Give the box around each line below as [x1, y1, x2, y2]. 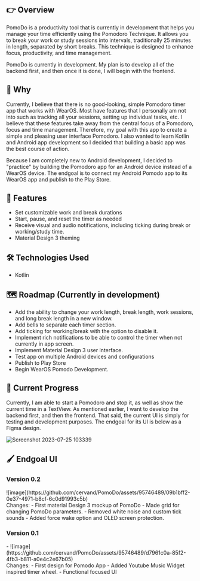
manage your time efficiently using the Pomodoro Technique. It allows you [6, 30, 189, 37]
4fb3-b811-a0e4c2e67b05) [6, 555, 73, 562]
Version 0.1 [6, 529, 39, 537]
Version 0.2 [6, 475, 41, 483]
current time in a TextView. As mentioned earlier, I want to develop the [6, 405, 179, 412]
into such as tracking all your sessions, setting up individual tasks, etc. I [6, 113, 182, 120]
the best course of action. [6, 145, 70, 152]
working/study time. [14, 228, 64, 235]
